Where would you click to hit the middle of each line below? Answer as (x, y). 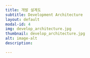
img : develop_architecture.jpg (38, 29)
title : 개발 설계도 (23, 10)
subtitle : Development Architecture (44, 15)
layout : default (22, 19)
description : (19, 43)
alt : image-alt (21, 39)
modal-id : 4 (18, 24)
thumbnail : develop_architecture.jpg (45, 34)
